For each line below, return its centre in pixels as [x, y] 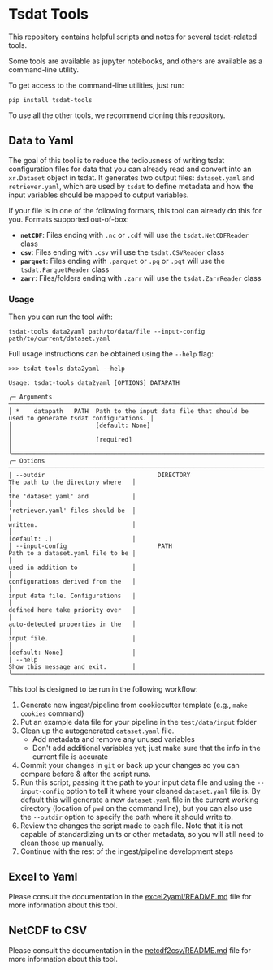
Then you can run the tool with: [61, 317]
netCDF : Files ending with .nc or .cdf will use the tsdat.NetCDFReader [134, 235]
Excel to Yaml [43, 877]
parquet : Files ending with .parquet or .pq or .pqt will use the [123, 261]
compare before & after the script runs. [86, 774]
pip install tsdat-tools [50, 100]
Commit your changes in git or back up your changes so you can [130, 765]
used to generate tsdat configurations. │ [81, 419]
